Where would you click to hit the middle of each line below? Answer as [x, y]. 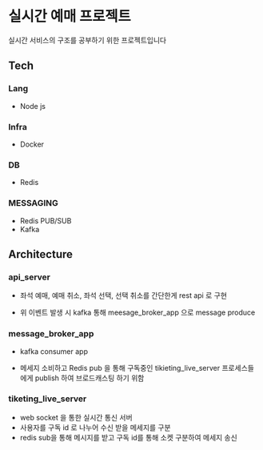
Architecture [41, 254]
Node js [33, 106]
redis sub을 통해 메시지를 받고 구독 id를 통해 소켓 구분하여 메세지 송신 [128, 437]
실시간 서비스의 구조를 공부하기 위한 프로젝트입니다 [87, 40]
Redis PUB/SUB [46, 220]
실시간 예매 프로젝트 [70, 16]
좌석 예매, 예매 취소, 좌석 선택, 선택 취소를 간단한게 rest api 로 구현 [124, 295]
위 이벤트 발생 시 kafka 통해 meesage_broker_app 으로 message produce [137, 312]
